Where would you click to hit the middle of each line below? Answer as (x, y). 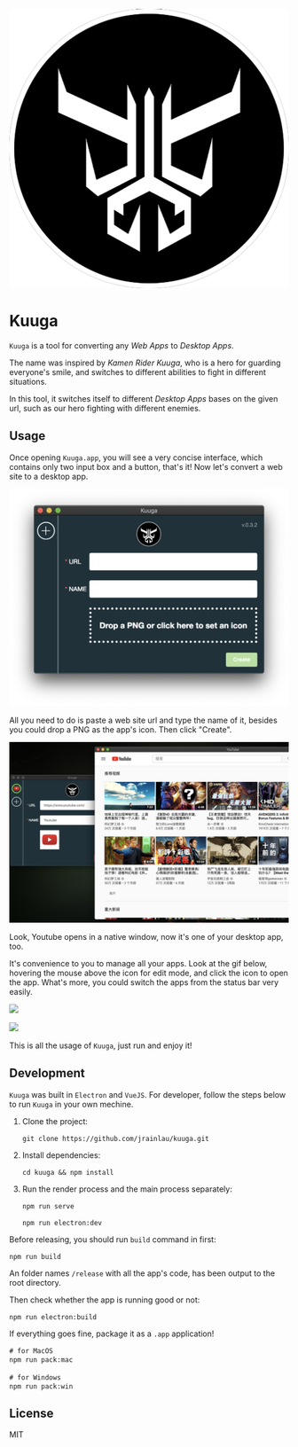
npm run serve (48, 1206)
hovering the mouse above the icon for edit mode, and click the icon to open (149, 973)
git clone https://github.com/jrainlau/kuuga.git (116, 1138)
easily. (21, 991)
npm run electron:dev (62, 1223)
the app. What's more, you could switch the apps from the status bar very (144, 982)
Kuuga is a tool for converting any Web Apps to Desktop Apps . (122, 345)
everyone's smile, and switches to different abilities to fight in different (137, 372)
